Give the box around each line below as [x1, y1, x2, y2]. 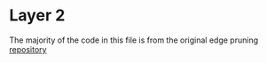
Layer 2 [9, 5, 66, 26]
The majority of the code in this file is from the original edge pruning [9, 35, 259, 45]
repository [9, 43, 47, 54]
